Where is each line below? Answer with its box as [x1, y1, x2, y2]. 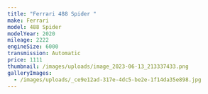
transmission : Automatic [7, 50, 81, 57]
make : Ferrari [7, 17, 50, 24]
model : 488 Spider [7, 23, 62, 30]
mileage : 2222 [7, 37, 50, 44]
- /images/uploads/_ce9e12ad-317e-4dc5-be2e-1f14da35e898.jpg [13, 76, 202, 83]
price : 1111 [7, 57, 43, 64]
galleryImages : [7, 69, 53, 76]
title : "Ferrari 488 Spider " [7, 10, 97, 18]
